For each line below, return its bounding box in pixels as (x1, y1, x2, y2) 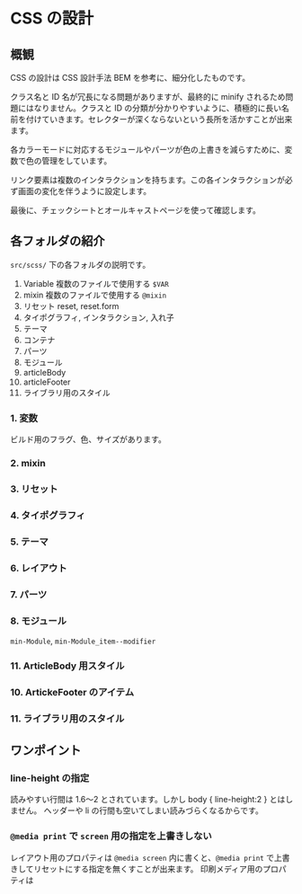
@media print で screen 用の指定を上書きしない (10, 830, 212, 843)
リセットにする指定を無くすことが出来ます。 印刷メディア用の (33, 863, 263, 874)
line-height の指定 (10, 772, 90, 784)
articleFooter (22, 376, 71, 387)
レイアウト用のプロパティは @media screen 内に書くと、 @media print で (10, 852, 275, 863)
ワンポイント (10, 743, 82, 758)
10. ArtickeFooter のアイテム (10, 686, 135, 698)
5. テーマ (10, 536, 49, 548)
